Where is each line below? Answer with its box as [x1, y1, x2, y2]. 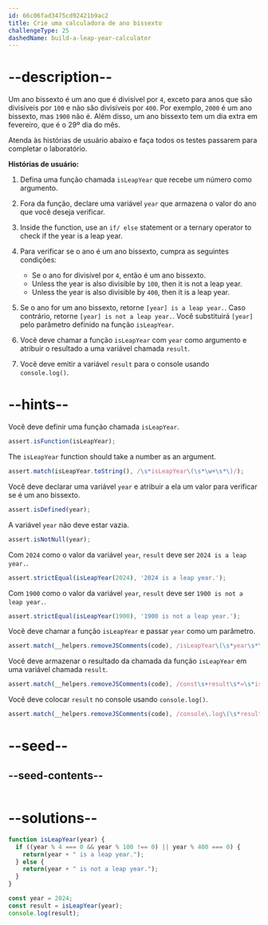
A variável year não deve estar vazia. [8, 520, 129, 529]
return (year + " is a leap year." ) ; [22, 850, 145, 858]
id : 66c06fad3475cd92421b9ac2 [8, 11, 109, 20]
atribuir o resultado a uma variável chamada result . [19, 344, 190, 353]
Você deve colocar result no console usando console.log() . [8, 695, 209, 704]
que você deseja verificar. [19, 207, 105, 217]
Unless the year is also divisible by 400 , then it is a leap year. [31, 288, 230, 297]
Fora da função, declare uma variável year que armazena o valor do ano [19, 199, 257, 208]
